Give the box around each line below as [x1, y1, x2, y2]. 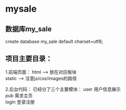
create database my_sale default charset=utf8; [5, 39, 104, 44]
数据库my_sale [5, 24, 52, 33]
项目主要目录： [5, 54, 53, 63]
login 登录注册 [5, 99, 35, 105]
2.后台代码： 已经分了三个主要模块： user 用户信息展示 [5, 86, 121, 92]
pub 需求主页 [5, 92, 33, 98]
